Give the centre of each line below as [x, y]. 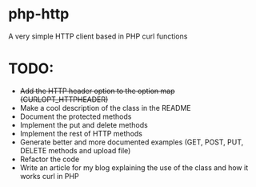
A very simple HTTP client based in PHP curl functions [98, 36]
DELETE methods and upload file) [75, 150]
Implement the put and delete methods [84, 124]
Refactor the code [50, 159]
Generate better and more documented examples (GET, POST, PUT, [132, 142]
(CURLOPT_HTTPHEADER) [64, 99]
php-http [39, 14]
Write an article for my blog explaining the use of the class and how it [134, 167]
